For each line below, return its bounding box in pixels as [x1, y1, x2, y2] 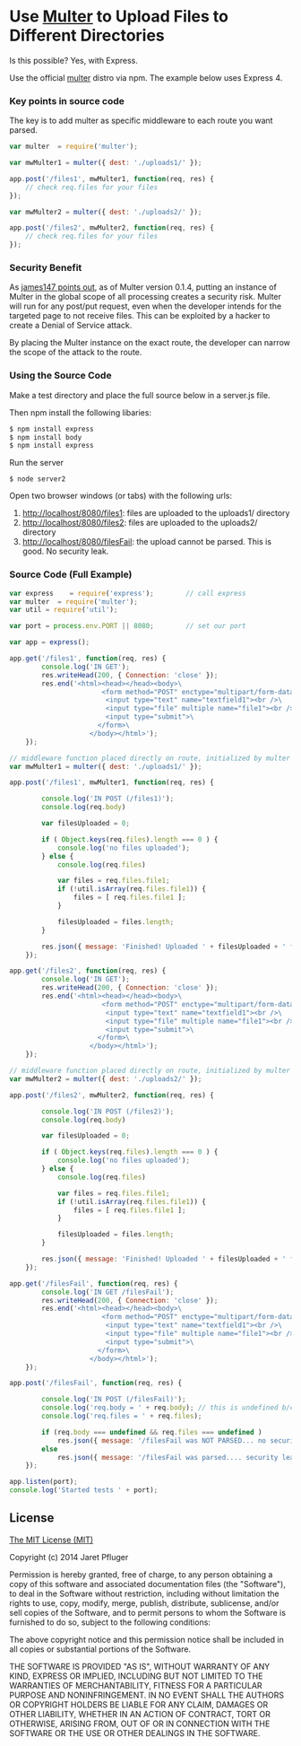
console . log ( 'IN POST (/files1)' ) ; [41, 794, 175, 804]
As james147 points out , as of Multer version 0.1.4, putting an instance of [9, 282, 278, 292]
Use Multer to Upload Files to [9, 6, 228, 27]
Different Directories [9, 25, 166, 46]
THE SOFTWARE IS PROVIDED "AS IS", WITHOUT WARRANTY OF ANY [9, 1661, 271, 1672]
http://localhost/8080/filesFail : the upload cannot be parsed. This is [21, 537, 271, 547]
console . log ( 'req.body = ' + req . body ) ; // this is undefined [41, 1403, 279, 1412]
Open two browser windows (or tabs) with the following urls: [9, 491, 233, 502]
